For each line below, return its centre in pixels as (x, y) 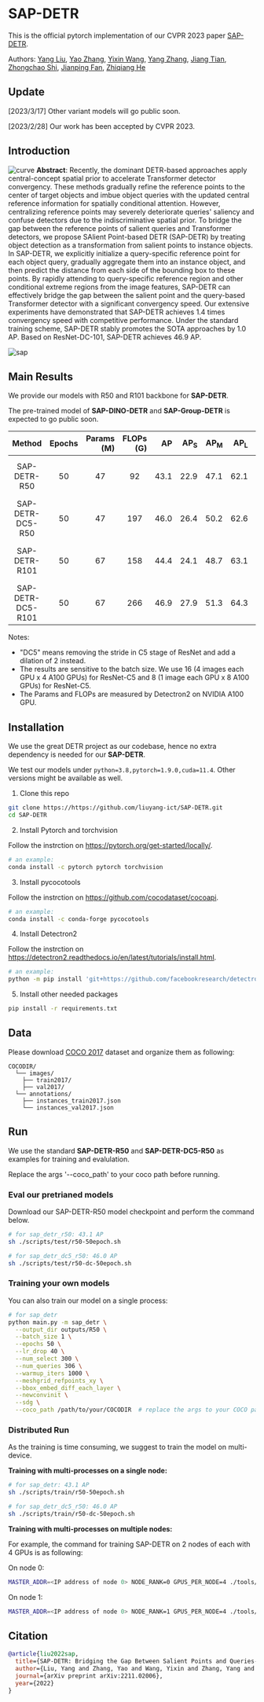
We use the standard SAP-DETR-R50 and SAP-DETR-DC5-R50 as (116, 1150)
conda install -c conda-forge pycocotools (79, 919)
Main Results (40, 377)
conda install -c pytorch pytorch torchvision (86, 867)
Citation (28, 1636)
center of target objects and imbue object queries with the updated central (129, 195)
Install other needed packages (69, 994)
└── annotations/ (44, 1094)
